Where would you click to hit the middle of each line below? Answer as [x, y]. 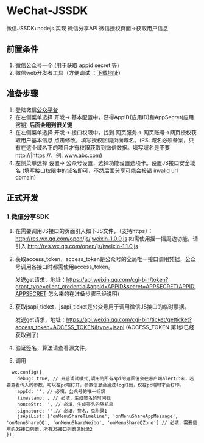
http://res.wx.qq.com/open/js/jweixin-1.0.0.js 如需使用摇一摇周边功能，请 [107, 239]
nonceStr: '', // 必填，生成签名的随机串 [65, 405]
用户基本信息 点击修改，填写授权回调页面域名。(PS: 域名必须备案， [104, 140]
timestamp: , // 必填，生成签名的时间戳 [64, 398]
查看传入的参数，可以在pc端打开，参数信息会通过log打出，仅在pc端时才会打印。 [97, 385]
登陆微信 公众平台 [37, 110]
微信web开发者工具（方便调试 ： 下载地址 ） [69, 72]
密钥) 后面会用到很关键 [44, 125]
